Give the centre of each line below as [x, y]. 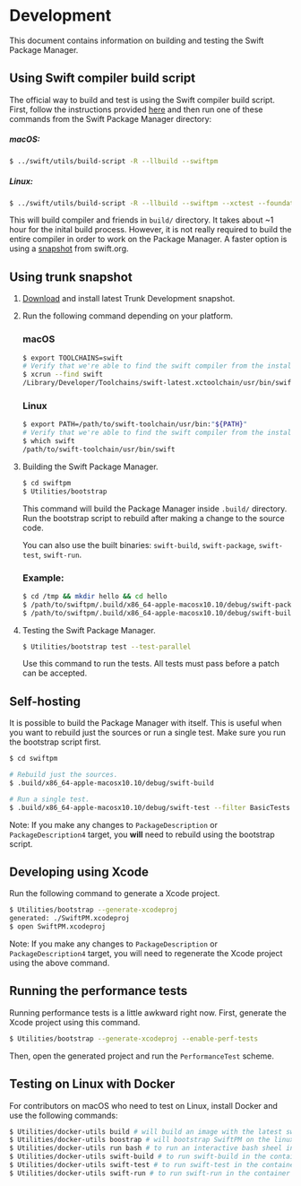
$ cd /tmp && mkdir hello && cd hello [95, 596]
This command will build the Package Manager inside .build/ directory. [155, 509]
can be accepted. [55, 673]
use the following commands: [64, 1115]
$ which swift [48, 441]
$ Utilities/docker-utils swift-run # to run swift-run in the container [150, 1173]
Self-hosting [45, 701]
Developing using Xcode [79, 872]
